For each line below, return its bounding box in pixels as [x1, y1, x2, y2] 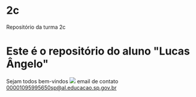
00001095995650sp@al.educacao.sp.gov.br [6, 84, 117, 91]
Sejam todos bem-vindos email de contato [6, 77, 119, 84]
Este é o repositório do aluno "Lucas [6, 44, 191, 58]
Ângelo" [6, 57, 49, 71]
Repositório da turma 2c [6, 23, 66, 31]
